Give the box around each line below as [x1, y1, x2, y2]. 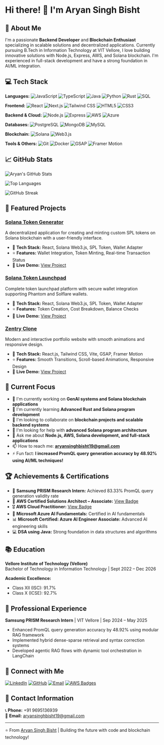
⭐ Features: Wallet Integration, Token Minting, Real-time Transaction [12, 250, 150, 256]
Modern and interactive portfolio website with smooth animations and [5, 336, 145, 342]
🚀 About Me [5, 24, 41, 32]
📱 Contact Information [5, 694, 74, 702]
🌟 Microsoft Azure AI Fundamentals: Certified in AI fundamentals [12, 510, 145, 516]
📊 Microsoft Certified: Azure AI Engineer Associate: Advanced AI [12, 516, 148, 522]
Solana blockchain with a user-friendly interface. [5, 235, 103, 241]
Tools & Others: [5, 141, 38, 146]
